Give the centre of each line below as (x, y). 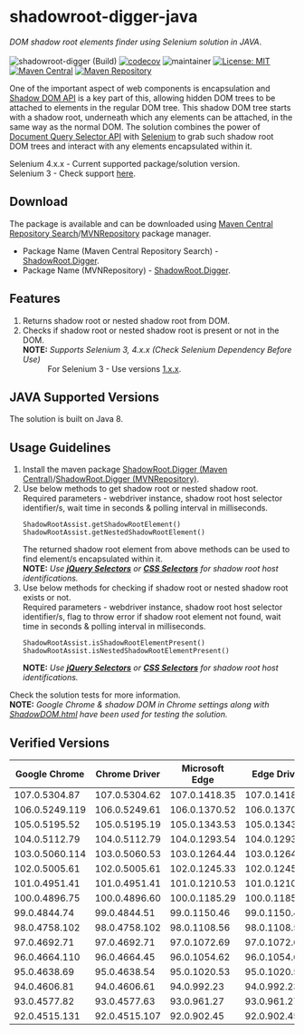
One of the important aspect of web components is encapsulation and (140, 88)
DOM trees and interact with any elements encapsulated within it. (131, 146)
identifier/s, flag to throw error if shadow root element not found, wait (152, 617)
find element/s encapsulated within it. (92, 559)
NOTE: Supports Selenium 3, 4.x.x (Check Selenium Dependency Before (157, 349)
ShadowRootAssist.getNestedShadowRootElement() (114, 532)
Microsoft (203, 768)
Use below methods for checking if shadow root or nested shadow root (155, 588)
